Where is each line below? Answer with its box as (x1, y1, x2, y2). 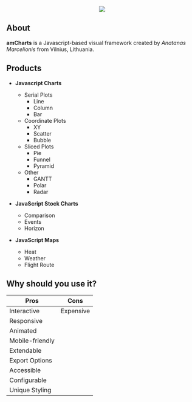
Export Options (9, 356, 53, 365)
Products (6, 63, 42, 74)
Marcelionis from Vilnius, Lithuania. (6, 46, 94, 53)
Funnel (33, 156, 50, 163)
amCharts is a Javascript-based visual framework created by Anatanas (6, 39, 187, 46)
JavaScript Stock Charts (15, 199, 78, 207)
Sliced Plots (24, 143, 54, 150)
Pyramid (33, 162, 55, 170)
